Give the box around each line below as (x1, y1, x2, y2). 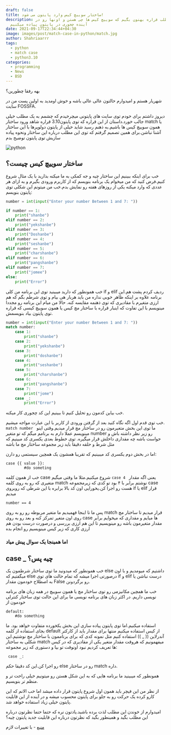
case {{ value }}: (6, 461, 45, 466)
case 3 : (15, 348, 31, 353)
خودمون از (6, 599, 26, 606)
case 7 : (15, 386, 31, 391)
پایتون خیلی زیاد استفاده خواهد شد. (6, 699, 72, 705)
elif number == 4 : (6, 237, 45, 242)
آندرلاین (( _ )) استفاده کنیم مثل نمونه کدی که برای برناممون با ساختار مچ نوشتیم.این (6, 633, 164, 640)
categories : (6, 60, 31, 65)
